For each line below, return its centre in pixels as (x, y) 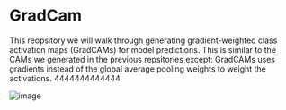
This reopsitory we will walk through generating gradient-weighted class (143, 40)
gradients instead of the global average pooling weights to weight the (138, 69)
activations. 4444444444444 (65, 78)
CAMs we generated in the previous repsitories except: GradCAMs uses (143, 59)
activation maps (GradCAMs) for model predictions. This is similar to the (143, 49)
